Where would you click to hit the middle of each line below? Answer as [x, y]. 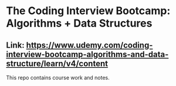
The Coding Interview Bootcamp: [88, 11]
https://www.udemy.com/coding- [89, 45]
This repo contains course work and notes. [58, 77]
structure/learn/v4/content [57, 63]
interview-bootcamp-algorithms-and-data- [87, 54]
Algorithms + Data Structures [79, 23]
